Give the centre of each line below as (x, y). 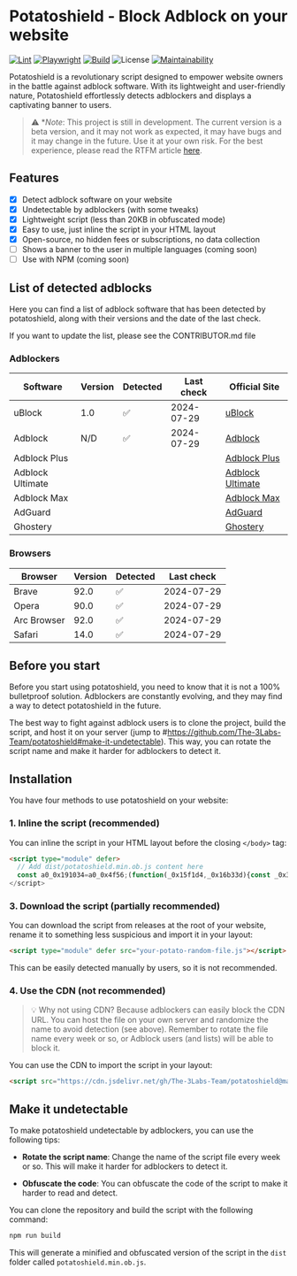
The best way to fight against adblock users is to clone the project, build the (148, 723)
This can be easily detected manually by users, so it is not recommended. (143, 968)
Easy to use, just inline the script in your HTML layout (119, 229)
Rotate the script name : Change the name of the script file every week (151, 1157)
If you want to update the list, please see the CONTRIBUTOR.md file (133, 335)
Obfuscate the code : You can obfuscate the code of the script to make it (155, 1184)
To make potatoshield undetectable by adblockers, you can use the (132, 1131)
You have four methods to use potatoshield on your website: (119, 800)
